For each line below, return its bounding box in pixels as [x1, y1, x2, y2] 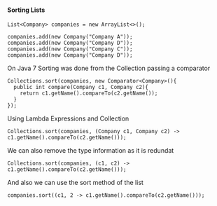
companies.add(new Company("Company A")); [7, 34, 133, 41]
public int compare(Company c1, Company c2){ [13, 84, 149, 91]
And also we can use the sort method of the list [7, 179, 143, 187]
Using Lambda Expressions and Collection [7, 114, 129, 123]
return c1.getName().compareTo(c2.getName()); [20, 90, 158, 97]
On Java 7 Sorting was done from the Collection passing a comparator [7, 64, 211, 73]
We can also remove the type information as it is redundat [7, 146, 174, 155]
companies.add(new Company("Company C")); [7, 46, 133, 53]
